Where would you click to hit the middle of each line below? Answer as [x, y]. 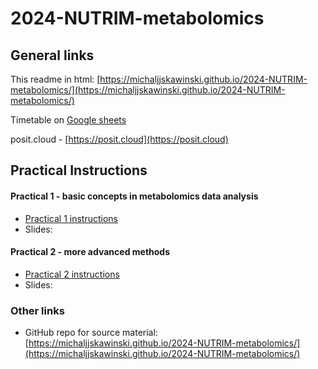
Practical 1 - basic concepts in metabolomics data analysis [134, 196]
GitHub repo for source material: [91, 333]
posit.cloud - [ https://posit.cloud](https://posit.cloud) [119, 139]
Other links [37, 310]
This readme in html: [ [55, 79]
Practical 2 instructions [72, 274]
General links [52, 55]
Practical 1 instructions [71, 218]
